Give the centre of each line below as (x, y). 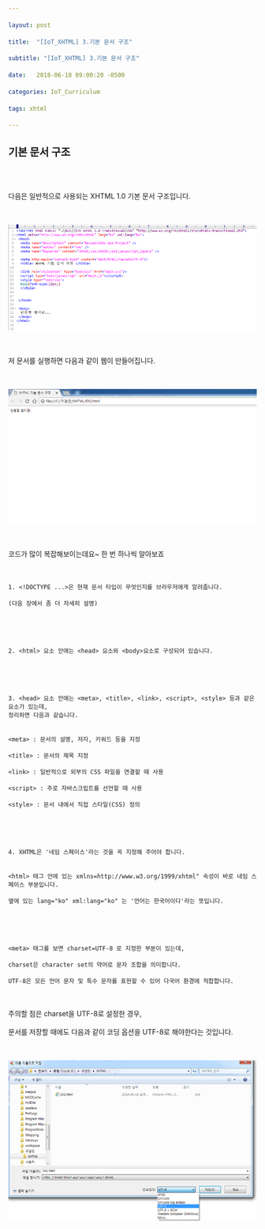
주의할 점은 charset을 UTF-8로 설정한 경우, (75, 1013)
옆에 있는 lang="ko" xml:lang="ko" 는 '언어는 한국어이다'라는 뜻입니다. (116, 901)
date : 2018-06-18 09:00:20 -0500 (67, 75)
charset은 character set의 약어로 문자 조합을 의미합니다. (95, 965)
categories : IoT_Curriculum (54, 92)
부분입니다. (43, 885)
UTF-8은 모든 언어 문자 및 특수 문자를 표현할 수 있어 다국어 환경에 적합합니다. (121, 981)
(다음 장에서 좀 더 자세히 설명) (53, 603)
